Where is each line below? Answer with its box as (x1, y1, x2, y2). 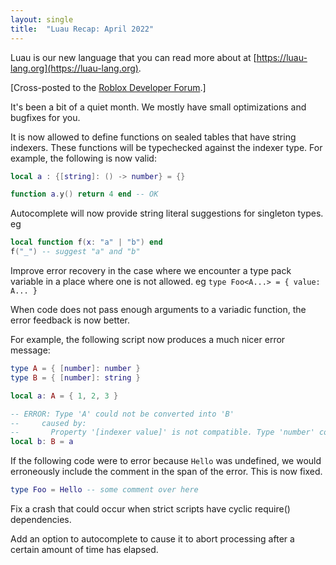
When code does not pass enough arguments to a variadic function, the (10, 304, 307, 315)
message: (10, 344, 51, 356)
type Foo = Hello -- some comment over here (10, 485, 199, 495)
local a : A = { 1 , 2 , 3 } (10, 391, 119, 401)
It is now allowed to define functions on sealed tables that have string (10, 131, 297, 143)
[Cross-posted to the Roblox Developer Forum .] (10, 81, 207, 93)
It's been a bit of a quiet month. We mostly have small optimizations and (10, 101, 307, 113)
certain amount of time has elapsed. (10, 544, 159, 555)
